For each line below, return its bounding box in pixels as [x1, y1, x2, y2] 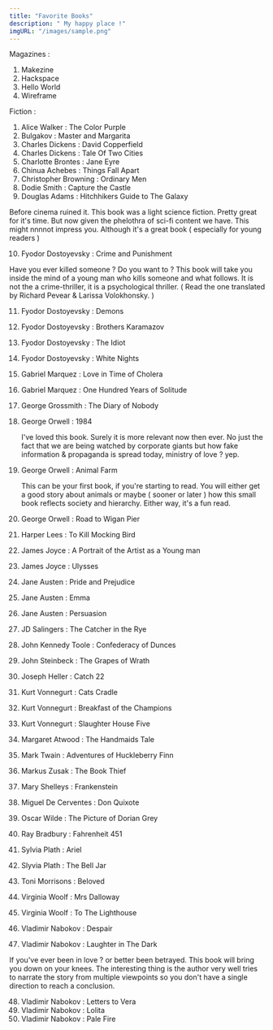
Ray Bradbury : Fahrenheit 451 [20, 829, 123, 839]
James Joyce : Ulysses [20, 562, 99, 571]
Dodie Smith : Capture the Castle [20, 183, 131, 193]
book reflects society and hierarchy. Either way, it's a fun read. [20, 498, 231, 508]
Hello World [20, 82, 61, 92]
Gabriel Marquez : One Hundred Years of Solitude [20, 385, 188, 395]
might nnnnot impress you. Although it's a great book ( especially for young [9, 224, 262, 234]
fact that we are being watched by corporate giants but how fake [20, 441, 239, 451]
